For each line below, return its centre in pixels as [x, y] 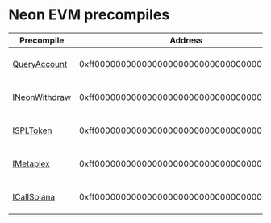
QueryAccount [40, 64]
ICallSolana [33, 196]
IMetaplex [31, 163]
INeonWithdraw [42, 97]
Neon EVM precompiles [89, 15]
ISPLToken [32, 130]
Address [186, 40]
